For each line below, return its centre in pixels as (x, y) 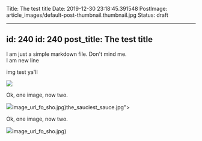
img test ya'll (22, 72)
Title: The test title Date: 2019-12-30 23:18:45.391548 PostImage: (87, 9)
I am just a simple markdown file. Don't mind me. (67, 54)
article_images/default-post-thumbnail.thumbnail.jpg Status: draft (87, 15)
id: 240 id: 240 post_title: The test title (80, 39)
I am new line (23, 60)
